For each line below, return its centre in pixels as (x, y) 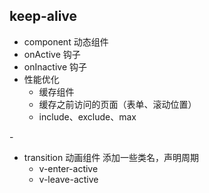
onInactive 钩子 (55, 66)
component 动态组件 (66, 41)
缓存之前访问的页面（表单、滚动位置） (117, 104)
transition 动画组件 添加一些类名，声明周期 (111, 157)
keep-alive (43, 16)
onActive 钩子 (52, 54)
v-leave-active (68, 179)
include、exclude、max (87, 116)
